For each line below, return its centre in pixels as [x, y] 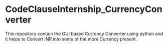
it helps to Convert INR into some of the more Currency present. [71, 39]
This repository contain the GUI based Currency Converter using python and [84, 33]
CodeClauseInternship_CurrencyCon [84, 9]
